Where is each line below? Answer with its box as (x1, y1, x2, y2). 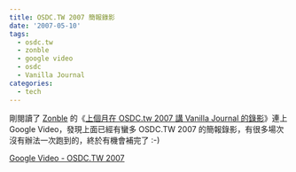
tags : (9, 29, 29, 38)
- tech (17, 87, 42, 96)
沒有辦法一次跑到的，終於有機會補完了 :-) (9, 135, 160, 145)
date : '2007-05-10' (9, 21, 82, 30)
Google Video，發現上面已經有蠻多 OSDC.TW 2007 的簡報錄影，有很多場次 (9, 123, 284, 134)
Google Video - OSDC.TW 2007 (9, 152, 126, 163)
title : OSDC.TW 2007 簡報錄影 (9, 12, 115, 22)
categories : (9, 79, 53, 88)
